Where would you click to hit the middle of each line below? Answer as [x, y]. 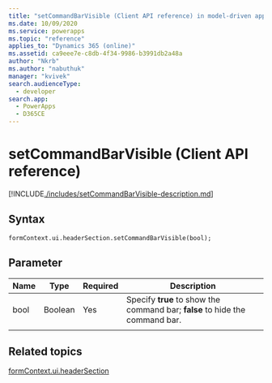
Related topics [45, 351]
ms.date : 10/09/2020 [43, 24]
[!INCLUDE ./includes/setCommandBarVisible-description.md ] [111, 194]
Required [101, 286]
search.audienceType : [45, 84]
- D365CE [30, 114]
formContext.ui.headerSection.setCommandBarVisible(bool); [110, 238]
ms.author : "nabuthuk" [47, 69]
